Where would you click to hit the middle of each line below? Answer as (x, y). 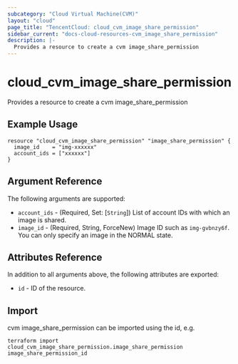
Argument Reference (55, 181)
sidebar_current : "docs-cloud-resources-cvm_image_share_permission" (113, 34)
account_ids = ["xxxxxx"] (52, 153)
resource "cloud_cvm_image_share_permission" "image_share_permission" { (119, 141)
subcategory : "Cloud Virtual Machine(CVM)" (73, 14)
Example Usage (43, 124)
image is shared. (42, 220)
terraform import (33, 341)
